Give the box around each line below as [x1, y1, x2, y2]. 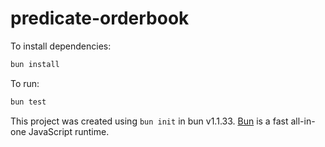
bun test [10, 97, 47, 107]
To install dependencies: [10, 40, 112, 52]
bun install [10, 59, 60, 69]
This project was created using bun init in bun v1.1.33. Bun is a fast [10, 115, 289, 127]
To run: [10, 77, 40, 89]
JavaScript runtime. [28, 125, 110, 137]
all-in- [290, 115, 316, 127]
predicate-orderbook [10, 7, 190, 30]
